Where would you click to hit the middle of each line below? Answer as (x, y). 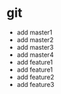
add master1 (34, 32)
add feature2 (35, 77)
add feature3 (35, 84)
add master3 (35, 47)
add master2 (35, 39)
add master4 (35, 55)
